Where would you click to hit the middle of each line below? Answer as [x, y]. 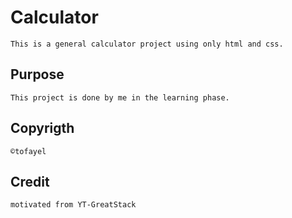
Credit [30, 181]
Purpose [37, 74]
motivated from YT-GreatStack [73, 205]
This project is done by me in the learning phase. [120, 97]
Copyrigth [42, 128]
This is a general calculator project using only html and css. [147, 44]
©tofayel [28, 151]
